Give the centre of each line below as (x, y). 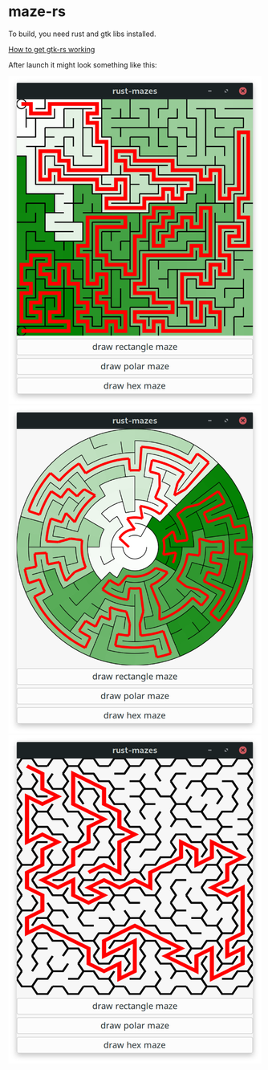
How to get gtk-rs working (52, 49)
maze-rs (37, 12)
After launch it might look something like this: (83, 65)
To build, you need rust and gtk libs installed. (82, 34)
